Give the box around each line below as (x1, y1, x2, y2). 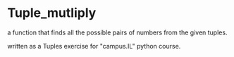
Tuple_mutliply (7, 5, 97, 21)
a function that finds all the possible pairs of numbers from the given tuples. (7, 28, 228, 37)
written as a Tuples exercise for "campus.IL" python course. (7, 42, 181, 50)
